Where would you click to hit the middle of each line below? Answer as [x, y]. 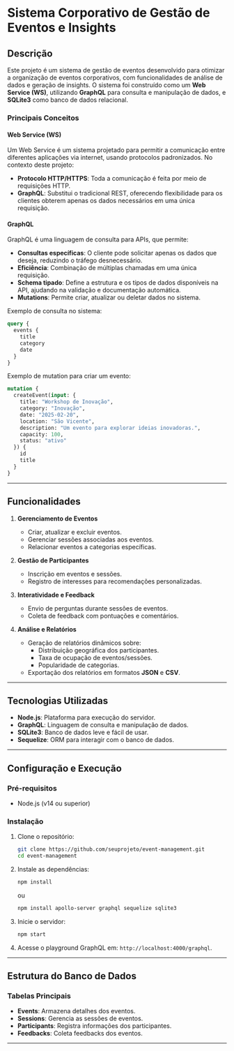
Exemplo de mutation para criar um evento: [69, 376]
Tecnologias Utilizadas [58, 700]
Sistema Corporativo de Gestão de [109, 13]
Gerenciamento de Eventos [57, 519]
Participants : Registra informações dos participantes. [94, 1026]
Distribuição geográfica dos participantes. [99, 650]
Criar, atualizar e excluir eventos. [75, 532]
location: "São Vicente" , [57, 421]
